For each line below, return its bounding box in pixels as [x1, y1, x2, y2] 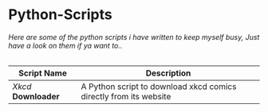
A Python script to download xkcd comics [81, 81, 237, 92]
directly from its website [81, 91, 171, 102]
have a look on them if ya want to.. [8, 41, 123, 50]
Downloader [12, 91, 60, 102]
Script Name [18, 68, 68, 79]
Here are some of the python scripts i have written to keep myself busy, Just [8, 32, 260, 41]
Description [145, 68, 191, 79]
